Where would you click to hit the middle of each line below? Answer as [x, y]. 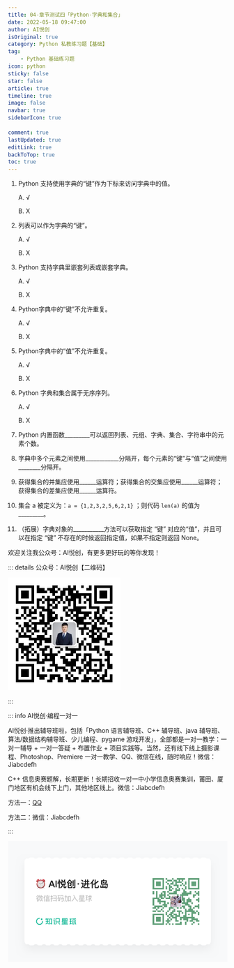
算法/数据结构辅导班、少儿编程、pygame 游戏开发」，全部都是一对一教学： [115, 739]
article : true [29, 88]
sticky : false [29, 73]
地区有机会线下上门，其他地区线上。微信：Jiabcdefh [89, 788]
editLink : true [30, 147]
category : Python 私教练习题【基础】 [58, 44]
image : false [27, 103]
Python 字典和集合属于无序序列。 [66, 393]
